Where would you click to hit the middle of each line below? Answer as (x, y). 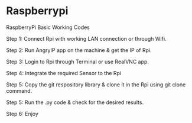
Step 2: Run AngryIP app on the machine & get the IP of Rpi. (79, 50)
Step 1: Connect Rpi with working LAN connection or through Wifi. (86, 38)
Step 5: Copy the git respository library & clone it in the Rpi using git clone (96, 85)
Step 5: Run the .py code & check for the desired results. (75, 102)
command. (19, 90)
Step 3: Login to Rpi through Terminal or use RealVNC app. (78, 61)
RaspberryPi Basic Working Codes (48, 27)
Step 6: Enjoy (22, 114)
